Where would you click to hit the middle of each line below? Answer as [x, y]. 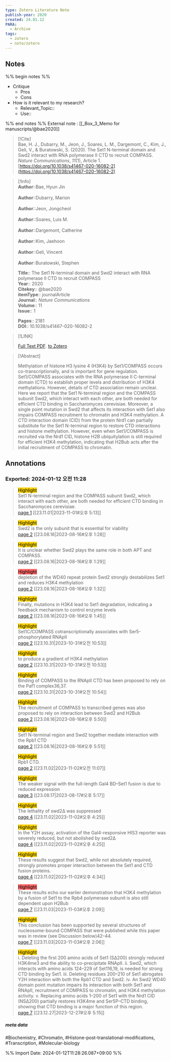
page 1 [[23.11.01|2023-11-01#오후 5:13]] [59, 513]
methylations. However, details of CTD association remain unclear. [88, 387]
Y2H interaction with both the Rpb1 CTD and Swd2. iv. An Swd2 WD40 [92, 980]
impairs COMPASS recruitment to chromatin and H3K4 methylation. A [91, 414]
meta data [17, 1025]
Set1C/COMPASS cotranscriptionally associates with [73, 632]
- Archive [20, 29]
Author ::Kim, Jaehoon [41, 241]
